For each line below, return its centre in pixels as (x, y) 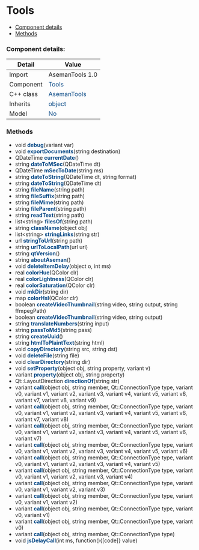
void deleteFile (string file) (47, 355)
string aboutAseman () (43, 259)
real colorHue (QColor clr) (47, 272)
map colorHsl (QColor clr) (46, 298)
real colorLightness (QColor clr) (54, 279)
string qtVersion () (37, 253)
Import (19, 74)
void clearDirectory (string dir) (53, 361)
